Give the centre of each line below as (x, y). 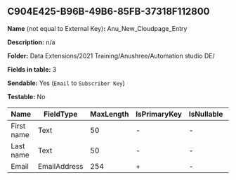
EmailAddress (60, 166)
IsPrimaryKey (159, 114)
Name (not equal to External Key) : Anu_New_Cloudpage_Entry (97, 28)
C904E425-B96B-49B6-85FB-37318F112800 (109, 12)
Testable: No (26, 96)
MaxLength (110, 114)
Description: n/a (31, 42)
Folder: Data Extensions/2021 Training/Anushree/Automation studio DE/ (111, 56)
